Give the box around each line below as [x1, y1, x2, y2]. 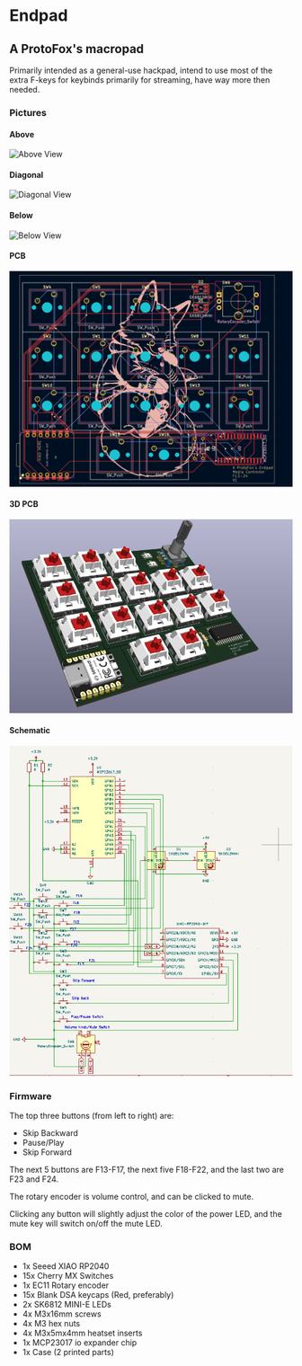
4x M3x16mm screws [22, 1308, 102, 1319]
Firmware [9, 1089, 52, 1102]
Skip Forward [22, 1147, 72, 1158]
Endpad [9, 5, 68, 26]
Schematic [9, 725, 51, 736]
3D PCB [9, 499, 39, 510]
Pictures [9, 106, 48, 119]
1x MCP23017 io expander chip [22, 1337, 138, 1348]
